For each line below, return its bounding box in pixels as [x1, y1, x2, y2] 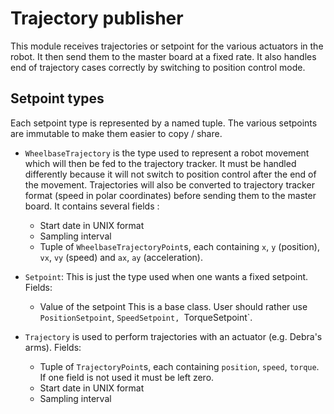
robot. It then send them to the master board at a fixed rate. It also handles [10, 50, 317, 62]
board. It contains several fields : [24, 200, 160, 212]
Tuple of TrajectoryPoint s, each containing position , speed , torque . [39, 360, 320, 372]
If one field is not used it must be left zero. [39, 371, 215, 383]
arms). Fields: [24, 341, 82, 353]
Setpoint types [10, 90, 105, 107]
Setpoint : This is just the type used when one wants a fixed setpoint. [24, 270, 309, 282]
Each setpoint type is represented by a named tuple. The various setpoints [10, 117, 318, 129]
